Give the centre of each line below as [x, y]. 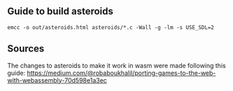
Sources [26, 49]
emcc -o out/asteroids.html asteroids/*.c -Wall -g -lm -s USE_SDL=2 [111, 27]
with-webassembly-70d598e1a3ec [57, 80]
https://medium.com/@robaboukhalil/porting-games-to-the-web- [121, 73]
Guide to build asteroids [61, 11]
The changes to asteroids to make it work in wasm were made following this [116, 65]
